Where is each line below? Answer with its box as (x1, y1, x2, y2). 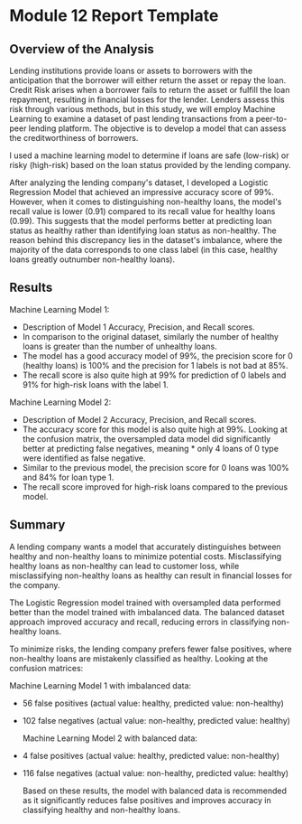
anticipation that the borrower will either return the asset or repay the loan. (9, 75, 287, 86)
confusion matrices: (9, 662, 84, 673)
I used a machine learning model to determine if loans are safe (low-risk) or (9, 150, 289, 161)
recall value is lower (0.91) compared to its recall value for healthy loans (9, 206, 276, 217)
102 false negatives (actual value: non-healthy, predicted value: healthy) (22, 715, 291, 726)
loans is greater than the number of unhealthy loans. (22, 341, 218, 351)
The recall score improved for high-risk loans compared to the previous (22, 481, 288, 492)
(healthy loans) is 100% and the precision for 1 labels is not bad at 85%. (22, 360, 288, 370)
